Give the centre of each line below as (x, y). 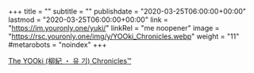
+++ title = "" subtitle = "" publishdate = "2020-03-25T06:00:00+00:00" (127, 11)
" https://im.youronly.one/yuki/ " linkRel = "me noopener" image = (114, 28)
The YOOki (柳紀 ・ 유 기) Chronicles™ (70, 61)
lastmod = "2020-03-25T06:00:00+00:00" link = (89, 20)
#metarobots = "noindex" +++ (58, 45)
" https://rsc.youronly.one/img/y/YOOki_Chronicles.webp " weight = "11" (124, 36)
